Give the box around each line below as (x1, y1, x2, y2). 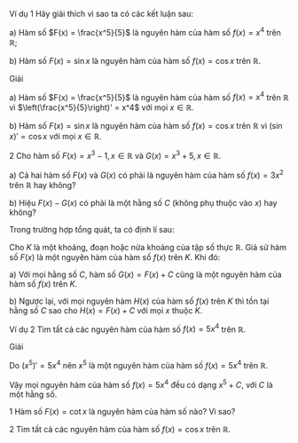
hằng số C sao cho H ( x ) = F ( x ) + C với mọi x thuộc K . (9, 305, 203, 315)
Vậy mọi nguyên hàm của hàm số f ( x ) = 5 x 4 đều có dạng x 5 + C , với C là (9, 377, 273, 390)
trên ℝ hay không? (9, 179, 77, 190)
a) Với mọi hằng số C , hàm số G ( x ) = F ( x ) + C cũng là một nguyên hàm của (9, 269, 282, 280)
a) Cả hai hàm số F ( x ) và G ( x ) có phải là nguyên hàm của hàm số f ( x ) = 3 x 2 (9, 168, 284, 180)
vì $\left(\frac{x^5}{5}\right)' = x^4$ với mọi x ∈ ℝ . (9, 102, 195, 113)
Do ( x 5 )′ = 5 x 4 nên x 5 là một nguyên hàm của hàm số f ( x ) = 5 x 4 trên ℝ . (9, 359, 269, 370)
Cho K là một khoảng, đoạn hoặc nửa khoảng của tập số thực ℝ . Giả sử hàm (9, 241, 286, 252)
